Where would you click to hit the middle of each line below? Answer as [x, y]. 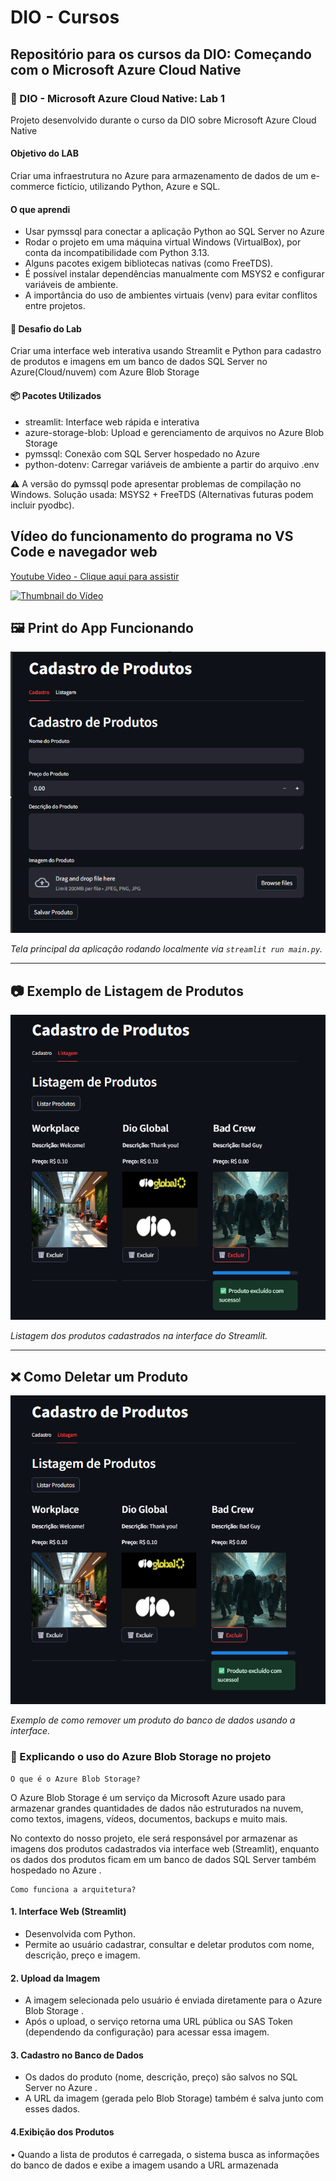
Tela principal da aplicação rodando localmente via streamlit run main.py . [166, 949]
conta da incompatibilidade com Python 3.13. [117, 253]
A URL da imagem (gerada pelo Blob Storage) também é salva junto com [174, 2098]
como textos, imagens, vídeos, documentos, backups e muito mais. [149, 1818]
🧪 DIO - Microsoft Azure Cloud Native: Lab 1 [118, 98]
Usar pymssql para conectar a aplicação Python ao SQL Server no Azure [174, 232]
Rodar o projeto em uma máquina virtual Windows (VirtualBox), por [163, 242]
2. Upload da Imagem [55, 1978]
